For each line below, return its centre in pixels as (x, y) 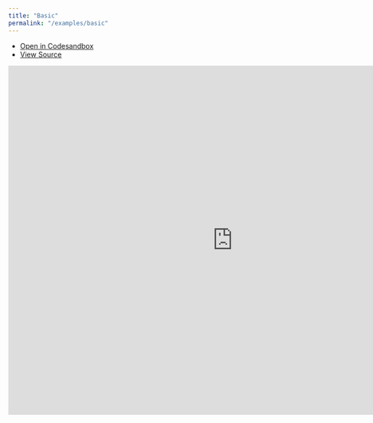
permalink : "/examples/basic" (59, 23)
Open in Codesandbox (57, 45)
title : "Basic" (33, 16)
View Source (41, 54)
